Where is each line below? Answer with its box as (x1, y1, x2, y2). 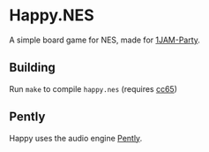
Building (9, 60, 56, 75)
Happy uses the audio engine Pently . (9, 133, 143, 143)
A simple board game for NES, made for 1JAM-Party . (9, 34, 201, 45)
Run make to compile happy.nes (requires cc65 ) (9, 83, 178, 94)
